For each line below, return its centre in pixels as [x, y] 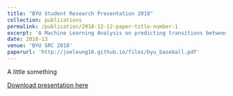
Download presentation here [48, 85]
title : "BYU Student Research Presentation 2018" [80, 13]
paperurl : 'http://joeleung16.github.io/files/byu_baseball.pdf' [103, 52]
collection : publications [44, 20]
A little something [32, 71]
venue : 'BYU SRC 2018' [40, 46]
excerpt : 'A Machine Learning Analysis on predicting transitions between [118, 33]
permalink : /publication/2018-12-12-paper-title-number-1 [93, 26]
